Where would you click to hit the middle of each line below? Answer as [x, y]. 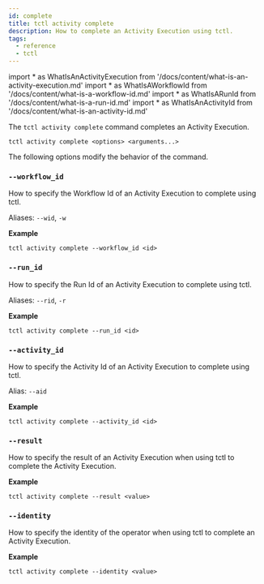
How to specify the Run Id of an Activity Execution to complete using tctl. [130, 284]
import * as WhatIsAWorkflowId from [146, 85]
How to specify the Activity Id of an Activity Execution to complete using [129, 367]
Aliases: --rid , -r [37, 300]
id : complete [30, 16]
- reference [36, 46]
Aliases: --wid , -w [37, 218]
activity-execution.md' [46, 85]
